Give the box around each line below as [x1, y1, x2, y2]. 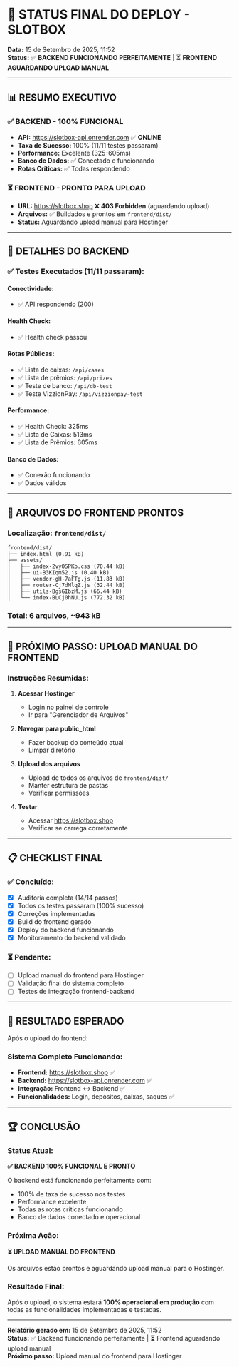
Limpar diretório [28, 746, 76, 754]
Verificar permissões [28, 788, 90, 797]
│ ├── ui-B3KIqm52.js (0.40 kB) [7, 569, 110, 576]
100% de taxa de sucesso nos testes [17, 1190, 126, 1199]
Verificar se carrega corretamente [28, 823, 128, 832]
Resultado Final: [7, 1281, 65, 1291]
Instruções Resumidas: [7, 673, 89, 683]
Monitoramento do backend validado [17, 933, 126, 942]
